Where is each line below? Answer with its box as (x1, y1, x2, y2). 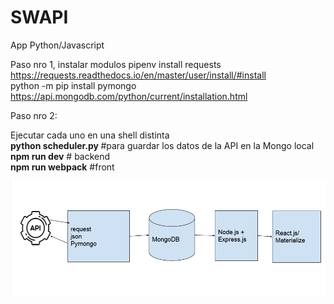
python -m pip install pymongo (10, 79, 137, 91)
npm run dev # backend (10, 150, 111, 162)
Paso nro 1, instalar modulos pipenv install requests (10, 58, 222, 70)
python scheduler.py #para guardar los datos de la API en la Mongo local (10, 139, 315, 151)
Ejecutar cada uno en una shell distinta (10, 129, 170, 141)
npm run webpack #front (10, 161, 115, 173)
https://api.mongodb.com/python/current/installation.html (10, 90, 248, 102)
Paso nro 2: (10, 109, 58, 121)
